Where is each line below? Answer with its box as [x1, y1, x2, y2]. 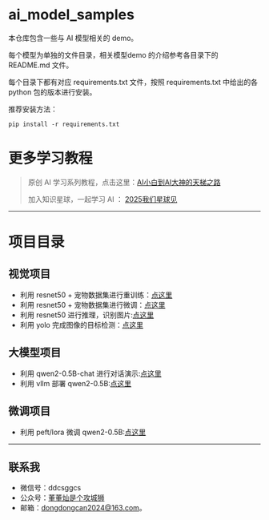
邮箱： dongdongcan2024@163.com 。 [19, 503, 147, 513]
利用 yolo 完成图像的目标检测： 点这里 [19, 320, 144, 329]
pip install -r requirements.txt [8, 120, 120, 128]
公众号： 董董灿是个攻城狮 [19, 493, 105, 502]
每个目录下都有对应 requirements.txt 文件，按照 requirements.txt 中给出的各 [8, 77, 259, 87]
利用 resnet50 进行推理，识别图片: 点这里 [19, 310, 155, 320]
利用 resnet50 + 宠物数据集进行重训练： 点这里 [19, 290, 173, 300]
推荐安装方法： [8, 104, 58, 114]
